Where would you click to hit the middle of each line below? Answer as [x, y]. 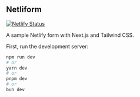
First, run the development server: [47, 46]
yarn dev [17, 68]
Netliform [24, 10]
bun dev [16, 90]
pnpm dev [17, 79]
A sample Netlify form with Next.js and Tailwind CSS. [70, 35]
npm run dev [21, 57]
